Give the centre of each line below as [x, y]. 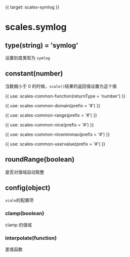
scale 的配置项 [19, 200]
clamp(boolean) [25, 214]
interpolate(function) [31, 238]
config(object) [28, 188]
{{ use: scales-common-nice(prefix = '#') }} [49, 125]
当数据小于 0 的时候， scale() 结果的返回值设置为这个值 [61, 86]
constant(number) [34, 74]
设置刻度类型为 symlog [28, 58]
